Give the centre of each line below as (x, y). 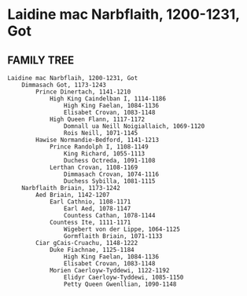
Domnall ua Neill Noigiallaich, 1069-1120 (134, 126)
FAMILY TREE (41, 60)
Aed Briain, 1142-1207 (73, 195)
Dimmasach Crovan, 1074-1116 (111, 174)
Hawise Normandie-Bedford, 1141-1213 (97, 140)
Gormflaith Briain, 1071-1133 (113, 236)
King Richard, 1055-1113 (104, 154)
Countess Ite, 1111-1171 (90, 222)
